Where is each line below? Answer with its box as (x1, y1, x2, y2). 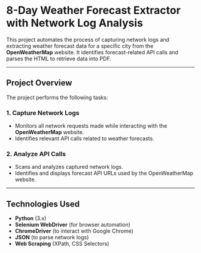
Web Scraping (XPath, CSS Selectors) (14, 240, 109, 248)
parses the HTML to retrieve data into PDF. (6, 55, 112, 62)
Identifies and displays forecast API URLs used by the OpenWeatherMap (14, 169, 193, 177)
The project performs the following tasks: (6, 94, 108, 101)
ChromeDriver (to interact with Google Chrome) (14, 227, 133, 235)
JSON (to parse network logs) (14, 234, 89, 241)
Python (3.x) (14, 215, 47, 222)
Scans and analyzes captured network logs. (14, 163, 124, 171)
